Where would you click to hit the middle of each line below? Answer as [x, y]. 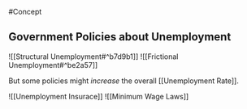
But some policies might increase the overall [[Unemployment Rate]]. [124, 81]
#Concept [25, 12]
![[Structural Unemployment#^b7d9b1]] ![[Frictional [93, 57]
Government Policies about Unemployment [120, 37]
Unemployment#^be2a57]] [53, 65]
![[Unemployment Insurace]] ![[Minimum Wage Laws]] [99, 96]
